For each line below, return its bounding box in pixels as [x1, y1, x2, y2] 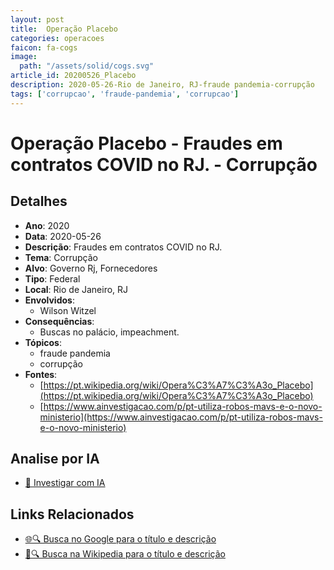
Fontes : [24, 368, 58, 380]
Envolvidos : [24, 294, 75, 306]
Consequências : [24, 315, 95, 327]
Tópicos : [24, 336, 62, 348]
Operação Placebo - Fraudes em [10, 132, 283, 155]
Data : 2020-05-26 [24, 230, 102, 242]
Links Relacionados [10, 506, 135, 523]
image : [10, 52, 38, 62]
